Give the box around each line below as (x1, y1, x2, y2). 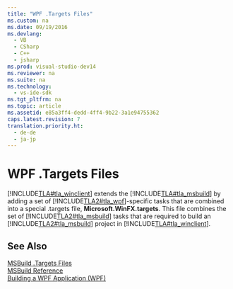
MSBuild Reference (7, 266, 64, 275)
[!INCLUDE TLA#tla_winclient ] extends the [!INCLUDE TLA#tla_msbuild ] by (7, 189, 221, 198)
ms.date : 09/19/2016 (7, 23, 68, 30)
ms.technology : (7, 83, 52, 90)
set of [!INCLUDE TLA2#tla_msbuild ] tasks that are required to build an (7, 212, 212, 220)
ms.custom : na (7, 17, 49, 24)
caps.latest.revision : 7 (7, 115, 80, 123)
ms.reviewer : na (7, 69, 55, 76)
